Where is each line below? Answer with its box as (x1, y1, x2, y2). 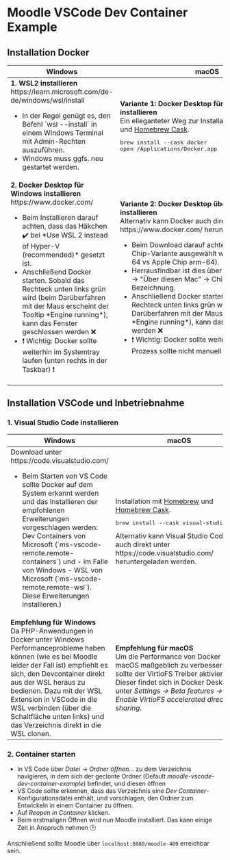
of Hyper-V (22, 242, 60, 251)
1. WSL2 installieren (10, 79, 78, 88)
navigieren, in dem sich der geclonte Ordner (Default (16, 772, 166, 780)
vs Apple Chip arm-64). (142, 257, 220, 266)
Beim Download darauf (131, 240, 205, 249)
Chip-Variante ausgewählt (131, 249, 217, 258)
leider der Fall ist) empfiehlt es (10, 660, 108, 670)
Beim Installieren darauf (22, 213, 99, 222)
